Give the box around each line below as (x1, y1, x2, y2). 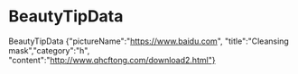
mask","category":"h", (8, 45, 90, 55)
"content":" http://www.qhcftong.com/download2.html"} (8, 54, 216, 65)
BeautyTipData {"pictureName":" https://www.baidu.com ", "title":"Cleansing (8, 36, 290, 46)
